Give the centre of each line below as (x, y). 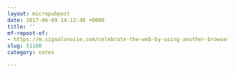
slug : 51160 (24, 46)
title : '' (22, 26)
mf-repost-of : (28, 33)
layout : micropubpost (39, 14)
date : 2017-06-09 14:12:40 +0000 (56, 20)
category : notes (31, 53)
